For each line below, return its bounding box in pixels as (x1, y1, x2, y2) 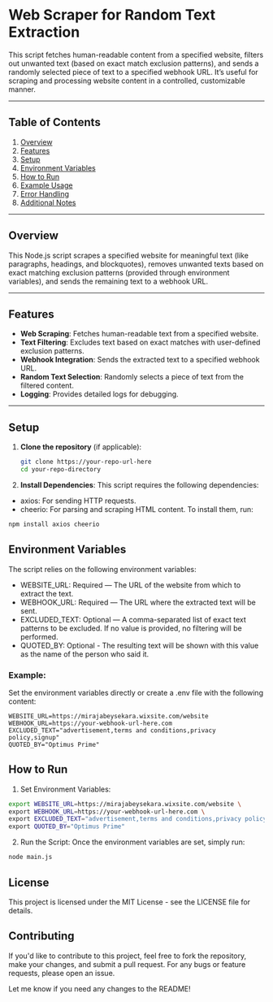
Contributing (8, 929, 75, 943)
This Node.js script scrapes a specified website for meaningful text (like (8, 250, 249, 260)
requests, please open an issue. (8, 968, 115, 978)
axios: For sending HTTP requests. (19, 496, 136, 505)
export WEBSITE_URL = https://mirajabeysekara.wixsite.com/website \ (8, 800, 242, 808)
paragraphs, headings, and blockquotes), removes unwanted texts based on (8, 258, 264, 269)
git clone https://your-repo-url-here (19, 458, 152, 466)
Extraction (8, 23, 80, 41)
